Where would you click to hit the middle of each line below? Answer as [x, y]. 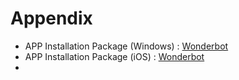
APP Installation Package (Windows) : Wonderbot [126, 46]
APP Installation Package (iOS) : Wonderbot [114, 56]
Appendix [51, 18]
